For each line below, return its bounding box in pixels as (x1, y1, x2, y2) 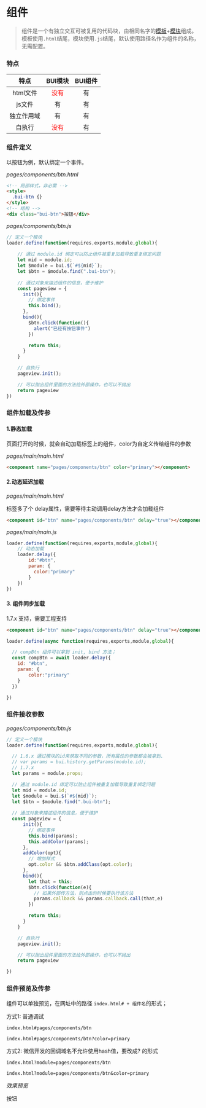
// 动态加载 (17, 546, 44, 552)
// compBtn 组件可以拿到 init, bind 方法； (12, 649, 116, 655)
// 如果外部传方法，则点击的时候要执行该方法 (33, 890, 134, 896)
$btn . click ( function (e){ (28, 884, 92, 890)
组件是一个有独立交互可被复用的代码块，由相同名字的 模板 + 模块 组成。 (21, 27, 197, 34)
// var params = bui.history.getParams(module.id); (12, 759, 147, 765)
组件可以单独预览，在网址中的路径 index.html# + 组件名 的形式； (6, 999, 167, 1007)
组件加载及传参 (6, 409, 51, 417)
